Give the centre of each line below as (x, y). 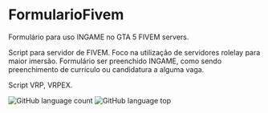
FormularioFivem (66, 15)
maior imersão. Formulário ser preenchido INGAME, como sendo (115, 61)
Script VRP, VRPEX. (41, 85)
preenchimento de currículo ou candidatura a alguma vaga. (106, 69)
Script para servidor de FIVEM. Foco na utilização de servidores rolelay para (134, 52)
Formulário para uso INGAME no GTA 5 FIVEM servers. (99, 37)
